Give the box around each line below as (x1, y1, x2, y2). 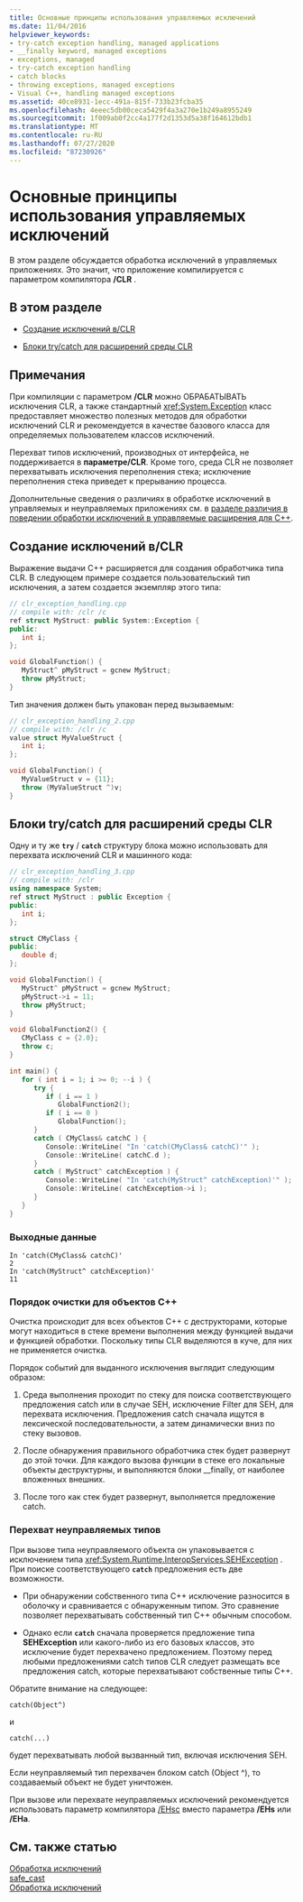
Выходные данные (9, 1231, 97, 1243)
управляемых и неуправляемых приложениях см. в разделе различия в (9, 503, 289, 514)
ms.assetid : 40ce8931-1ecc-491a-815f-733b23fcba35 (9, 97, 204, 106)
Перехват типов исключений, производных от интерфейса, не (9, 448, 250, 458)
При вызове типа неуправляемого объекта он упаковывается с (9, 1544, 254, 1555)
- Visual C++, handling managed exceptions (9, 88, 176, 97)
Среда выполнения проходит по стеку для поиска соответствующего (22, 1390, 291, 1400)
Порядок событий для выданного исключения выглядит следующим (9, 1362, 275, 1373)
